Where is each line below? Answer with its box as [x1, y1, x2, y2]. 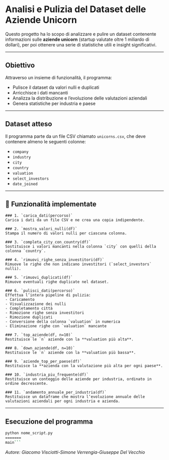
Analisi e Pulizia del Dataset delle [5, 4, 146, 15]
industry [12, 155, 31, 160]
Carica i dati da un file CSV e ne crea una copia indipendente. [5, 218, 145, 223]
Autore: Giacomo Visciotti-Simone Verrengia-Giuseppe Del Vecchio [5, 449, 145, 455]
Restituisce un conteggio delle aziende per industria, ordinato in [5, 377, 152, 382]
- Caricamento [5, 297, 35, 302]
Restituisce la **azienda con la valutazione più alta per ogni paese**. [5, 364, 163, 369]
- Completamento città [5, 306, 53, 311]
